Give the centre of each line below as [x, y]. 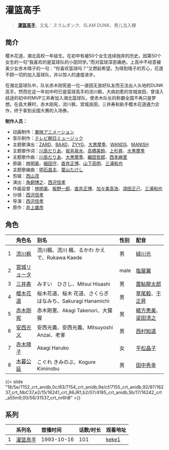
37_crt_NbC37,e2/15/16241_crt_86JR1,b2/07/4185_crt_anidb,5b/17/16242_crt [83, 392]
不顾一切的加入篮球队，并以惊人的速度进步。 [52, 74]
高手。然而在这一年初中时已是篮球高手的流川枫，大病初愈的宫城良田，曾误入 [84, 92]
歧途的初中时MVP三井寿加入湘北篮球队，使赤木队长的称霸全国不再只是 [78, 98]
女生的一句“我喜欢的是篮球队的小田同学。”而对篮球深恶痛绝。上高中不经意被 [83, 62]
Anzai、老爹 [51, 335]
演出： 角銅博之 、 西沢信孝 [39, 182]
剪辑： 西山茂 [26, 176]
